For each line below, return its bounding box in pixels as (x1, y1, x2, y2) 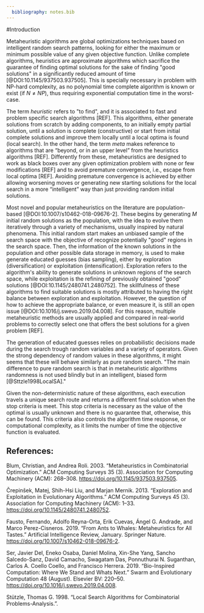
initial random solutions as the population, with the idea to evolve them (6, 217, 183, 224)
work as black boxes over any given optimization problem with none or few (6, 159, 195, 167)
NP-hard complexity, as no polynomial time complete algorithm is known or (6, 83, 195, 90)
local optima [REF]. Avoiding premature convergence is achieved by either (6, 172, 192, 180)
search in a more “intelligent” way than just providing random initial (6, 185, 175, 193)
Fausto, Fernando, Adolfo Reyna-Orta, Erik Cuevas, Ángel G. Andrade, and (6, 518, 193, 525)
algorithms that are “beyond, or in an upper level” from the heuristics (6, 146, 178, 154)
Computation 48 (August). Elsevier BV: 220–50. (6, 575, 125, 583)
